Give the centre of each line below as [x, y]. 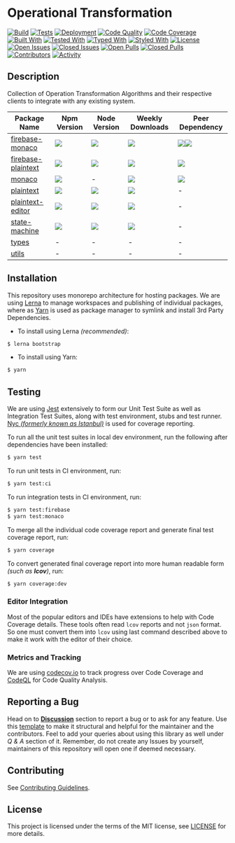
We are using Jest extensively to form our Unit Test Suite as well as [104, 409]
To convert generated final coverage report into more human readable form [116, 563]
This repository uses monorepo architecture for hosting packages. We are [114, 295]
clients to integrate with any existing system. [71, 101]
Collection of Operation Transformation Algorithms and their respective [109, 93]
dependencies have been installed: [58, 445]
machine [25, 230]
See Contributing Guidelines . [49, 787]
